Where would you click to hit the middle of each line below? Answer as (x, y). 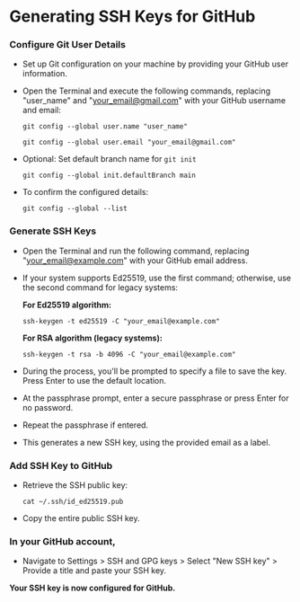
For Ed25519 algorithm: (67, 305)
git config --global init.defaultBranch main (109, 176)
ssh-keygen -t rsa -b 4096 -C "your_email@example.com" (129, 354)
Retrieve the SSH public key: (75, 485)
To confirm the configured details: (85, 192)
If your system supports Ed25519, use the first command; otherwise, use (157, 278)
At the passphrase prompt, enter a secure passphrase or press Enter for (155, 398)
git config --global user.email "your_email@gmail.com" (129, 142)
